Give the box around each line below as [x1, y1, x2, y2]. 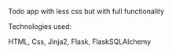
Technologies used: [8, 22, 72, 31]
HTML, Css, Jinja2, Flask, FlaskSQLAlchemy [8, 37, 152, 46]
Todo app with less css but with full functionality [8, 7, 165, 16]
